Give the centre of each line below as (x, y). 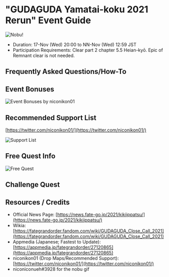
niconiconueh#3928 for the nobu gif (51, 269)
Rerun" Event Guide (48, 20)
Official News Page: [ (35, 214)
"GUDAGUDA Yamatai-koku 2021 (77, 10)
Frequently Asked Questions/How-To (66, 72)
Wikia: (19, 225)
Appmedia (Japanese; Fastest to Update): (57, 242)
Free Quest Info (30, 156)
